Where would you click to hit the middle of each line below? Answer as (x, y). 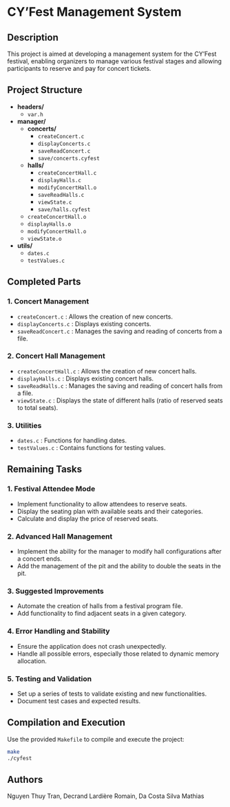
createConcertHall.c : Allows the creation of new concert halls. (107, 371)
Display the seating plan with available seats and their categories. (110, 511)
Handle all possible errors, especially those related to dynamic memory (118, 654)
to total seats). (38, 407)
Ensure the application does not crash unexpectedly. (92, 646)
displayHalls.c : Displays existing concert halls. (85, 378)
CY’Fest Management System (94, 12)
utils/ (25, 246)
